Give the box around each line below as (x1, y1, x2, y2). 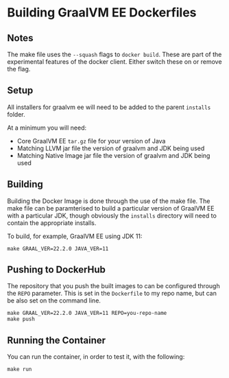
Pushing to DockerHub (7, 264, 106, 276)
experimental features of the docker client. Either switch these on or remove (7, 58, 222, 66)
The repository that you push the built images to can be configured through (7, 282, 221, 290)
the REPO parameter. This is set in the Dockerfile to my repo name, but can (7, 290, 217, 298)
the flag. (7, 65, 31, 73)
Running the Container (7, 334, 106, 346)
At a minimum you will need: (7, 123, 87, 132)
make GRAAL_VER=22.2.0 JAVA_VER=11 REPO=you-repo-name (7, 310, 167, 317)
